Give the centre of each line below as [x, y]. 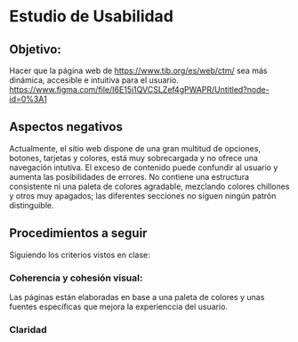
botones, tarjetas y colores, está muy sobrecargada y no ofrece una [133, 158]
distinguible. [32, 205]
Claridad [28, 330]
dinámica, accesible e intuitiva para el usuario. [94, 80]
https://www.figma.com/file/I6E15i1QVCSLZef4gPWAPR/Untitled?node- [139, 90]
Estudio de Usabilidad [91, 16]
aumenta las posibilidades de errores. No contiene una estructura [129, 176]
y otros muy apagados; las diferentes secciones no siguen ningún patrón [143, 195]
